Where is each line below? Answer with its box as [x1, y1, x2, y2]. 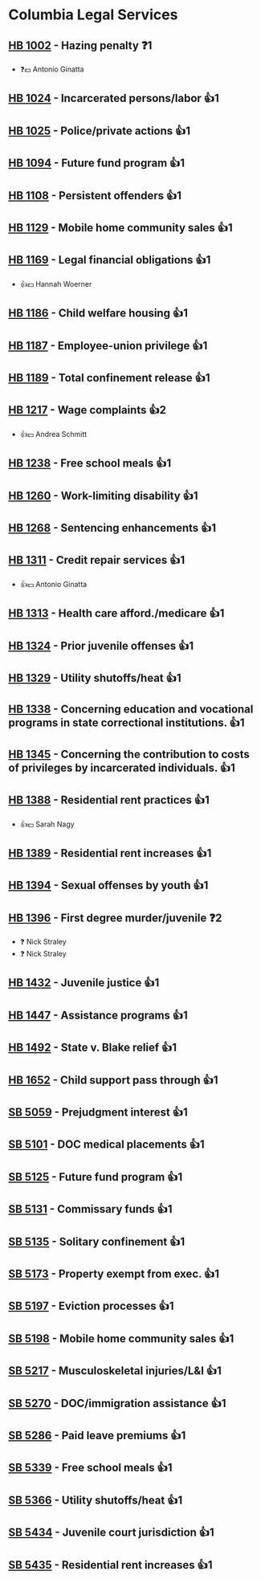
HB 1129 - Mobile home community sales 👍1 [8, 221, 233, 235]
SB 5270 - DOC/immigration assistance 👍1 [8, 1396, 226, 1410]
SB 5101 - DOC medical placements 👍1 [8, 1138, 205, 1152]
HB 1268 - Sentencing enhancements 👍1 [8, 520, 217, 535]
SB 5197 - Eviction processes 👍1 [8, 1300, 174, 1313]
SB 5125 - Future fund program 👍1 [8, 1170, 183, 1184]
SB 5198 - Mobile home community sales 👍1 [8, 1332, 234, 1345]
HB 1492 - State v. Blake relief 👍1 [8, 1041, 177, 1055]
